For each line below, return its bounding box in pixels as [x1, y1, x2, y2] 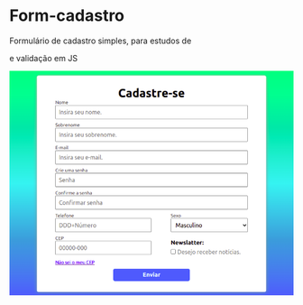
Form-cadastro [9, 5, 124, 26]
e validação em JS [9, 52, 78, 63]
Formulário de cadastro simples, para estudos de [9, 35, 192, 46]
